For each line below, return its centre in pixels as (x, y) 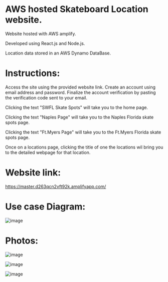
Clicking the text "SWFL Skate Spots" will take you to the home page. (77, 107)
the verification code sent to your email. (46, 97)
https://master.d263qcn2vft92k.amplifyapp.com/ (56, 186)
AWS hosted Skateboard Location (77, 9)
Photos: (22, 240)
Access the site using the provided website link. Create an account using (80, 87)
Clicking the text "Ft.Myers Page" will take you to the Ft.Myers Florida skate (83, 132)
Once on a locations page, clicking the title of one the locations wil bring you (84, 147)
